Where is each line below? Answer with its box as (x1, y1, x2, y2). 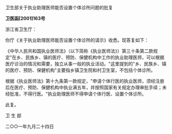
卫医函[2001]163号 (5, 15, 46, 21)
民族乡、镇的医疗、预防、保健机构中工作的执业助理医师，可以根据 (25, 54, 165, 60)
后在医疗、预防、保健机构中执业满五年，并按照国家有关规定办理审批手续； (5, 84, 162, 91)
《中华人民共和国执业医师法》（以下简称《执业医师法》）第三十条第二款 (5, 48, 154, 54)
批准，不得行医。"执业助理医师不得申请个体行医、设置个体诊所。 (9, 91, 147, 97)
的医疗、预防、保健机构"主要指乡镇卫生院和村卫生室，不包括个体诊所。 (5, 67, 156, 73)
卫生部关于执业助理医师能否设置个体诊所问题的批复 (5, 5, 113, 10)
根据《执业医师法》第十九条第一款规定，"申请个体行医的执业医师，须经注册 (5, 78, 165, 84)
